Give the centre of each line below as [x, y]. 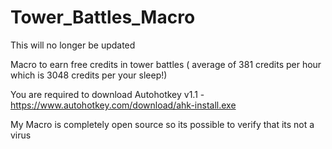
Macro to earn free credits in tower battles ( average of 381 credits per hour [166, 64]
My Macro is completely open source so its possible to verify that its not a [162, 124]
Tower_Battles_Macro [103, 17]
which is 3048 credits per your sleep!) [89, 75]
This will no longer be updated [73, 45]
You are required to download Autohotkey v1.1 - [107, 94]
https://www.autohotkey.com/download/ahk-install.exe [123, 105]
